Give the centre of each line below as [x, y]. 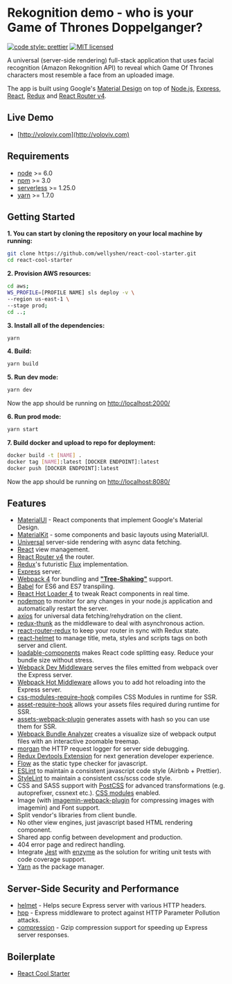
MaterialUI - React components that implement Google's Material [110, 520]
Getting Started [41, 217]
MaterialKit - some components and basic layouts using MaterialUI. [113, 535]
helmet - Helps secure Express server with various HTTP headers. [111, 906]
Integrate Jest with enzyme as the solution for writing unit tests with [114, 852]
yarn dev [20, 390]
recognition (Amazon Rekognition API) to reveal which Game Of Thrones [110, 67]
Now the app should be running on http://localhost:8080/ [89, 481]
